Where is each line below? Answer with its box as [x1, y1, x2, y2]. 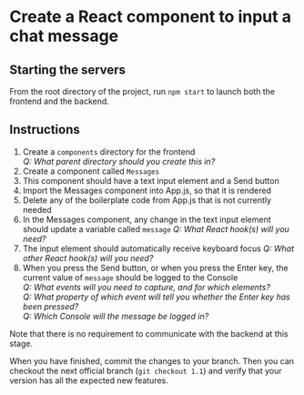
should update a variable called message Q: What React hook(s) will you [22, 223, 289, 234]
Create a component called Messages [22, 166, 160, 177]
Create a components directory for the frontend [22, 146, 196, 157]
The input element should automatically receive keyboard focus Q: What [22, 243, 294, 254]
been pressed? [22, 300, 79, 311]
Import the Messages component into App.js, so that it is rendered [22, 185, 271, 196]
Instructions [9, 122, 80, 137]
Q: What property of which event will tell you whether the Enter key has [22, 291, 291, 302]
